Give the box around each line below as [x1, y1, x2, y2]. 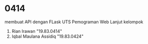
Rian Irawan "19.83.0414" [11, 28, 62, 34]
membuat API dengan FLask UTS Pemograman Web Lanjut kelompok [4, 19, 144, 25]
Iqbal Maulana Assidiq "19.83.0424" [11, 33, 84, 39]
